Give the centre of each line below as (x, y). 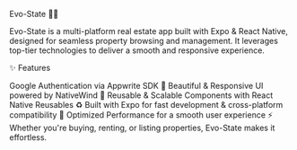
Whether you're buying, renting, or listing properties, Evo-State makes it (142, 128)
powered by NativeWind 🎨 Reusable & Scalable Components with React (141, 95)
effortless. (28, 137)
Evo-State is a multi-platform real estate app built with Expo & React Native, (149, 31)
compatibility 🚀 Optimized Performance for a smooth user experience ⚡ (141, 115)
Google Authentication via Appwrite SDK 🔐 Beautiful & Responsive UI (136, 86)
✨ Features (30, 68)
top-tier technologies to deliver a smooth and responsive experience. (137, 50)
